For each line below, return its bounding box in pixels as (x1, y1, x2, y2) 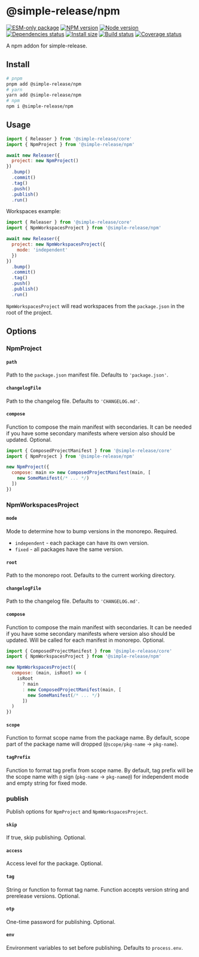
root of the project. (6, 309, 53, 316)
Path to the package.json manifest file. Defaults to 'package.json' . (6, 371, 169, 379)
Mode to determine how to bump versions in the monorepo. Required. (6, 527, 178, 535)
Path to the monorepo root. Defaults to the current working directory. (6, 572, 176, 579)
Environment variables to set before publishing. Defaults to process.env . (6, 944, 183, 951)
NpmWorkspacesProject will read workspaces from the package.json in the (6, 302, 185, 310)
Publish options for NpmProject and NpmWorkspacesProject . (6, 808, 148, 815)
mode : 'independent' (17, 247, 68, 253)
